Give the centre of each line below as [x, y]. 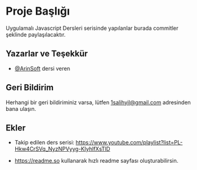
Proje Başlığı [38, 11]
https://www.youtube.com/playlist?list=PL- [129, 143]
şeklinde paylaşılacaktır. [36, 34]
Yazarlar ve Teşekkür [47, 54]
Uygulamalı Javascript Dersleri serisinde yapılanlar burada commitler [92, 28]
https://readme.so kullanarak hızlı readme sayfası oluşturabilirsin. [96, 161]
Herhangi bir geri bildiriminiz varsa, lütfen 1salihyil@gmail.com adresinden [99, 102]
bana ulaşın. [21, 108]
